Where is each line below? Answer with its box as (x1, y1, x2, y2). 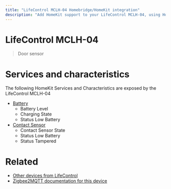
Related (5, 156, 38, 167)
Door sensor (17, 51, 44, 57)
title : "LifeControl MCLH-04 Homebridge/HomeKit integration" (5, 7, 140, 13)
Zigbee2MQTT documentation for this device (12, 178, 107, 184)
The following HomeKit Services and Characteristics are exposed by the (5, 85, 157, 91)
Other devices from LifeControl (12, 173, 78, 179)
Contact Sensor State (20, 127, 66, 133)
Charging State (20, 111, 52, 117)
